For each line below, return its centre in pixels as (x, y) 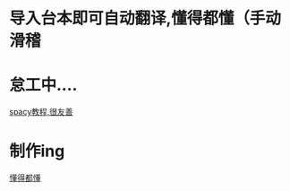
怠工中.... (43, 85)
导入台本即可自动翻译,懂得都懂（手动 (145, 18)
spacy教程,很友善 (41, 112)
